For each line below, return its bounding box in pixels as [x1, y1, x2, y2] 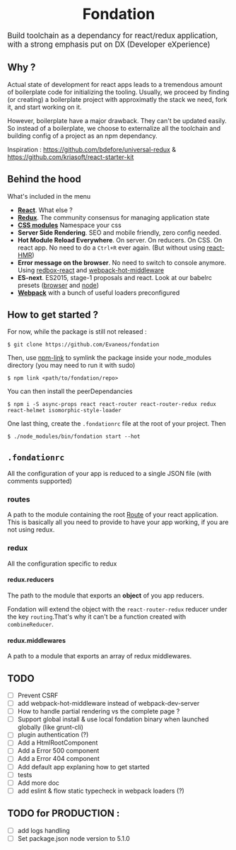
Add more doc [17, 779, 60, 787]
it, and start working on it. [7, 103, 83, 111]
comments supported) [7, 477, 73, 485]
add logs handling [17, 826, 71, 834]
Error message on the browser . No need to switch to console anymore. [17, 258, 227, 267]
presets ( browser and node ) [17, 281, 99, 289]
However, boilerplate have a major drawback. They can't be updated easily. [7, 116, 228, 124]
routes [7, 494, 30, 504]
